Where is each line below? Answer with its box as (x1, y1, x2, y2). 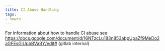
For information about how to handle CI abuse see (5, 30, 108, 36)
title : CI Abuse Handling (5, 7, 59, 12)
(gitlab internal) (58, 41, 89, 47)
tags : (5, 12, 16, 17)
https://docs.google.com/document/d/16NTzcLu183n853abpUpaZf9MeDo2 (5, 35, 160, 41)
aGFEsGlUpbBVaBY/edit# (5, 41, 58, 47)
